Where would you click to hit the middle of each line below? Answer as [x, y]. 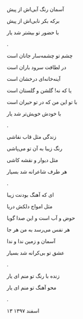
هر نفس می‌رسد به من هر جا [39, 230]
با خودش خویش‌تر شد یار [34, 113]
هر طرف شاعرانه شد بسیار [37, 171]
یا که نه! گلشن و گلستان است [39, 90]
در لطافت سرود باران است [37, 67]
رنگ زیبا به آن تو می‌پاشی [35, 148]
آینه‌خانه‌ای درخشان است [34, 79]
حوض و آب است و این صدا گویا [41, 218]
